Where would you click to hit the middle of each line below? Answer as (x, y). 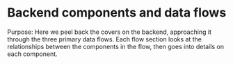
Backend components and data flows (117, 13)
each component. (32, 54)
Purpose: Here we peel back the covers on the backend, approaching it (110, 32)
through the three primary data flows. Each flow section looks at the (105, 39)
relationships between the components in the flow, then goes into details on (116, 46)
